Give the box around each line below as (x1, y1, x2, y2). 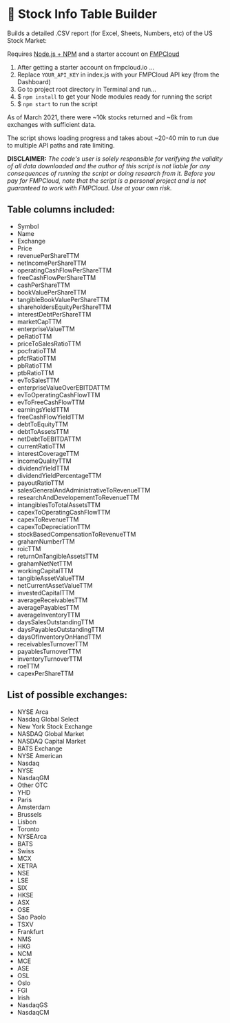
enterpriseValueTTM (17, 324, 75, 333)
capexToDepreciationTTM (17, 522, 91, 530)
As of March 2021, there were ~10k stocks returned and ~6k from (7, 113, 193, 121)
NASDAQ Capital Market (17, 737, 86, 745)
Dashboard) (17, 77, 52, 86)
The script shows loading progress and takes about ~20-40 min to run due (7, 134, 219, 142)
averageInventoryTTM (17, 610, 81, 619)
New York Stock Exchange (17, 722, 93, 731)
